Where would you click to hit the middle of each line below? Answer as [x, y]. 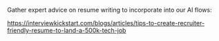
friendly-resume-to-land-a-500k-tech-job [67, 30]
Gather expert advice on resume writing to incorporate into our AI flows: [109, 10]
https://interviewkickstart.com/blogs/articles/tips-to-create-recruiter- [106, 23]
